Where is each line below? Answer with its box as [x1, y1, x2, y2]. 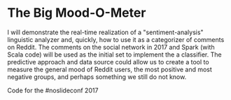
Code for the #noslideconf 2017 [7, 86, 99, 94]
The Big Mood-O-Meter [7, 5, 146, 21]
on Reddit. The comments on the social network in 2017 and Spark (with [7, 43, 215, 51]
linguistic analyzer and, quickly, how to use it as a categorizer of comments [7, 35, 225, 43]
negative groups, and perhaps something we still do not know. [7, 72, 187, 81]
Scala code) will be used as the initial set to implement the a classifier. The [7, 50, 222, 59]
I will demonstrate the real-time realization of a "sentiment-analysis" [7, 28, 204, 36]
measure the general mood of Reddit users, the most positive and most [7, 65, 212, 73]
